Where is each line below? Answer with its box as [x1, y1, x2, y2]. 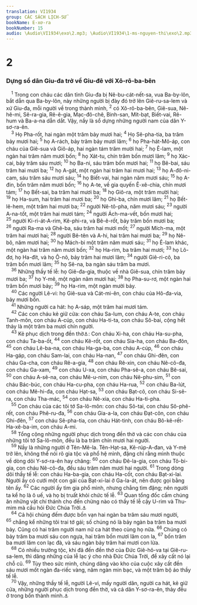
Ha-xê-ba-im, [6, 423, 39, 430]
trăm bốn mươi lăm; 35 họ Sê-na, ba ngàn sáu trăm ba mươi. [6, 260, 151, 268]
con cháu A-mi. [40, 423, 77, 430]
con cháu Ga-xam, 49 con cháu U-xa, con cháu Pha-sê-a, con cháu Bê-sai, [6, 365, 188, 374]
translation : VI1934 [6, 8, 57, 15]
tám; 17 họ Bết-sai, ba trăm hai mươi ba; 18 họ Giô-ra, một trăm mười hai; [6, 188, 179, 195]
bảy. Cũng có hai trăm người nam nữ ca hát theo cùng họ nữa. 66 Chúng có [6, 525, 188, 533]
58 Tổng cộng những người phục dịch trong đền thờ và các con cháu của [11, 429, 186, 437]
